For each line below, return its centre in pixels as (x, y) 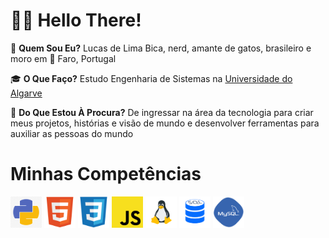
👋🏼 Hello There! (76, 20)
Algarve (26, 93)
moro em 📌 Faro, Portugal (63, 58)
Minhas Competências (106, 174)
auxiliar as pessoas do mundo (72, 133)
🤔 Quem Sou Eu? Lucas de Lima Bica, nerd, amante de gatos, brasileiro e (161, 48)
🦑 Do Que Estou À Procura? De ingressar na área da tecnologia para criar (162, 112)
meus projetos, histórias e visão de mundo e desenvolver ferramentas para (165, 123)
